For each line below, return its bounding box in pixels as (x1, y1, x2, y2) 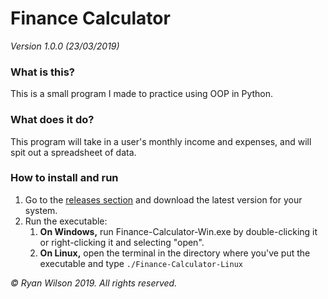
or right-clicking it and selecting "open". (39, 236, 205, 248)
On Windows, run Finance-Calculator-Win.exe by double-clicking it (39, 225, 318, 237)
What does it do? (10, 113, 95, 127)
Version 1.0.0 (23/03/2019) (10, 40, 120, 52)
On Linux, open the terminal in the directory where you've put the (39, 247, 311, 259)
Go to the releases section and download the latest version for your (24, 193, 303, 206)
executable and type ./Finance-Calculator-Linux (39, 257, 243, 269)
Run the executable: (24, 215, 108, 227)
